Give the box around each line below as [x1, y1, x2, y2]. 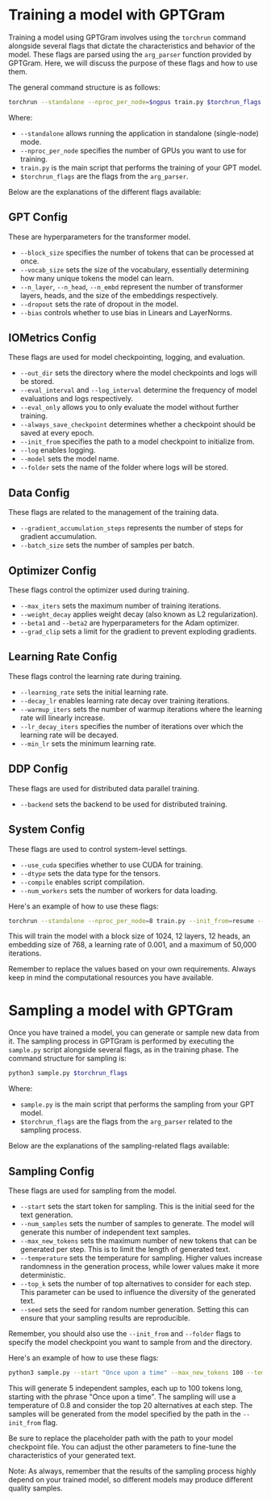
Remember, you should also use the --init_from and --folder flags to [8, 1329, 241, 1339]
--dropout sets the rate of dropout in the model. [19, 299, 179, 309]
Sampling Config [8, 1164, 95, 1178]
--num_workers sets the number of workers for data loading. [19, 885, 218, 895]
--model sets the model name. [19, 454, 119, 464]
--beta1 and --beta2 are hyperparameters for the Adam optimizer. [19, 618, 240, 628]
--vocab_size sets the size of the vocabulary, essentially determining [19, 264, 249, 274]
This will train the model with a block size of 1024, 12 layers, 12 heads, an [8, 931, 251, 941]
